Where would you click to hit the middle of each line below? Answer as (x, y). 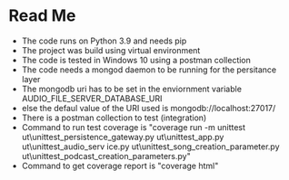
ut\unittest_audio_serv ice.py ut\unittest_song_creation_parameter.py (150, 147)
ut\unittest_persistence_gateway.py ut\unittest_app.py (123, 137)
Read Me (42, 16)
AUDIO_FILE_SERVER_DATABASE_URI (92, 98)
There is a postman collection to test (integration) (114, 118)
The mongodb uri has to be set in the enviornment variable (132, 89)
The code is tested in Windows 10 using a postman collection (136, 60)
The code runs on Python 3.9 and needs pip (104, 41)
